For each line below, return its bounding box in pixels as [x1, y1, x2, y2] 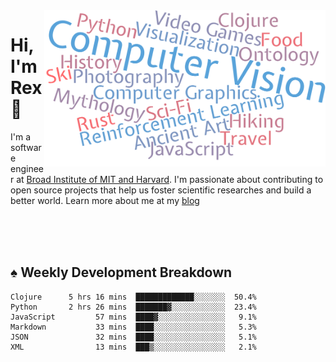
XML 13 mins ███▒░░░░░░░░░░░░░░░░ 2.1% [10, 342, 257, 352]
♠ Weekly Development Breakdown [10, 264, 233, 281]
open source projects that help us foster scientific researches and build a [10, 184, 312, 196]
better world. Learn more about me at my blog [10, 194, 200, 206]
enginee [10, 162, 45, 174]
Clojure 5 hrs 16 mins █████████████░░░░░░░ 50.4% [10, 292, 257, 302]
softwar [10, 141, 42, 153]
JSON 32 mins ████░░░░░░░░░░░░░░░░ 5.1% [10, 332, 257, 342]
